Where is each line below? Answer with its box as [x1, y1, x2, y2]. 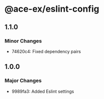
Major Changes [4, 77, 42, 84]
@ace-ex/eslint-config [4, 3, 100, 15]
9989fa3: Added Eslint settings [11, 88, 74, 94]
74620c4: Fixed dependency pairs [11, 48, 81, 54]
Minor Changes [4, 38, 42, 44]
